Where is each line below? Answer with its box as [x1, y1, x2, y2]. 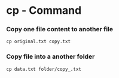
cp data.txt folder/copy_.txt [6, 66, 82, 72]
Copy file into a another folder [6, 52, 95, 61]
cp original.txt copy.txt [6, 38, 71, 45]
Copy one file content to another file [6, 25, 114, 34]
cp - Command [6, 4, 82, 17]
